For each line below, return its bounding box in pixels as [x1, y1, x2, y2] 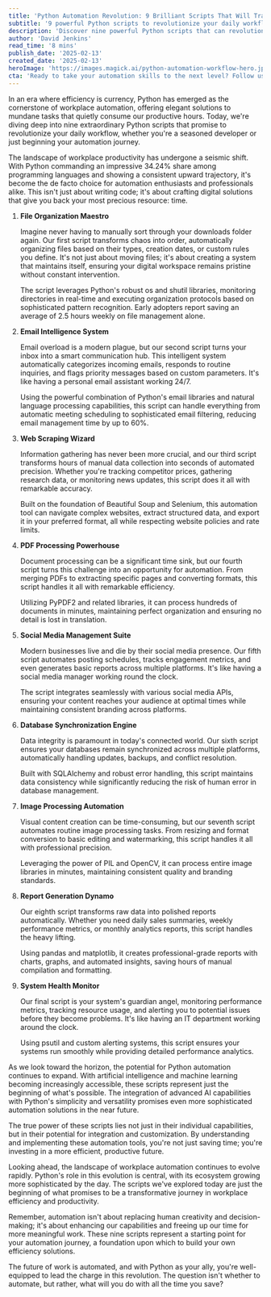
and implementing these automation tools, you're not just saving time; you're [8, 1137, 263, 1147]
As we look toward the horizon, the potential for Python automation [8, 1062, 231, 1072]
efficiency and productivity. [8, 1196, 99, 1206]
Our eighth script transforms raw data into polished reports [19, 906, 216, 916]
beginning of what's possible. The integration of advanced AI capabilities [8, 1087, 252, 1098]
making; [8, 1220, 35, 1230]
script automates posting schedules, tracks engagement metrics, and [19, 655, 252, 664]
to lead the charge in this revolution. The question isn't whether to [41, 1270, 261, 1280]
